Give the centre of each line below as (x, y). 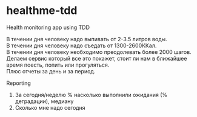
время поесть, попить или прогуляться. (58, 65)
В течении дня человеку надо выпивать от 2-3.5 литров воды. (87, 39)
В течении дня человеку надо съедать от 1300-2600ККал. (82, 45)
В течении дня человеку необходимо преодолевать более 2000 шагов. (99, 52)
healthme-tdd (42, 11)
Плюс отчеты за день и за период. (51, 71)
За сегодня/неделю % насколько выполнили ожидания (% (91, 95)
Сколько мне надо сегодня (50, 107)
